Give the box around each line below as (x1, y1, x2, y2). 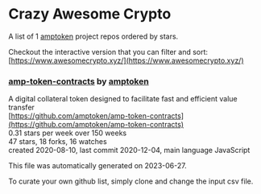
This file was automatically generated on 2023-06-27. (8, 161, 187, 171)
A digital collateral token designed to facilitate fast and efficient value (8, 94, 238, 104)
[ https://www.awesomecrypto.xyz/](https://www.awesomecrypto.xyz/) (8, 56, 244, 65)
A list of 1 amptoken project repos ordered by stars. (8, 31, 179, 41)
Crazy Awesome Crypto (8, 5, 172, 23)
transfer (8, 102, 35, 113)
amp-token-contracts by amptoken (8, 76, 149, 87)
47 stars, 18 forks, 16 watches (8, 137, 107, 147)
